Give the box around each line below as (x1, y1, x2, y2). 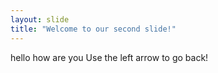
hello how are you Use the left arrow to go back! (10, 51, 209, 63)
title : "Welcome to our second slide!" (10, 24, 177, 34)
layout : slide (10, 14, 70, 25)
